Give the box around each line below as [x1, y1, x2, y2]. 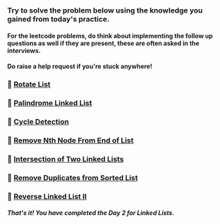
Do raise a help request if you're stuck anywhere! [7, 62, 152, 71]
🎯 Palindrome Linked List [7, 98, 93, 108]
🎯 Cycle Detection [7, 117, 70, 127]
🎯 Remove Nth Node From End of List [7, 135, 134, 145]
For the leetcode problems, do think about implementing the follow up [7, 31, 214, 40]
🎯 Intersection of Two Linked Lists [7, 154, 124, 163]
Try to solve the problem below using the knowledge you [7, 6, 203, 15]
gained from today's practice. [7, 14, 110, 24]
